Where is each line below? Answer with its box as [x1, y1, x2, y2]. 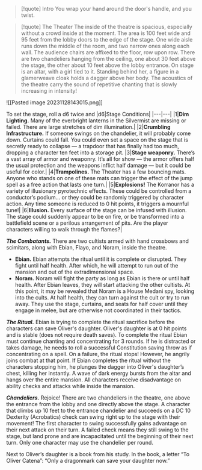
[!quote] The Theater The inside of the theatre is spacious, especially [20, 23, 192, 30]
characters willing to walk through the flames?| [6, 226, 122, 233]
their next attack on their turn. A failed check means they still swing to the [6, 426, 189, 433]
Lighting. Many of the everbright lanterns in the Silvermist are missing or [6, 117, 186, 124]
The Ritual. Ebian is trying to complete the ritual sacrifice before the [6, 319, 175, 325]
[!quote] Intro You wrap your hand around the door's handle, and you [20, 5, 192, 12]
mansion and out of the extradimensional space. [14, 268, 135, 275]
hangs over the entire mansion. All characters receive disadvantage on [6, 376, 182, 383]
